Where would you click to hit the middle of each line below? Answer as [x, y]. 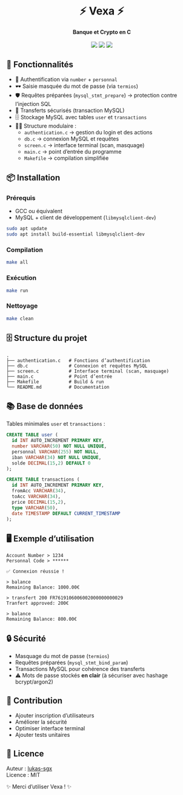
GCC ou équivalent [38, 211]
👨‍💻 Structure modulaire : [46, 126]
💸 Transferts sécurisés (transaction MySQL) [70, 110]
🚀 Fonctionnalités [40, 64]
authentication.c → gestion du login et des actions [88, 132]
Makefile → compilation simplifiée [66, 158]
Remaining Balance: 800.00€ [42, 619]
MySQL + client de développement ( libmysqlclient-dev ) [85, 217]
